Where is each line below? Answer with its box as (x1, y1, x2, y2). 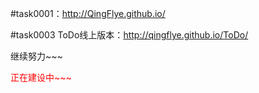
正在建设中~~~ (10, 72, 72, 83)
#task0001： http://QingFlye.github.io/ (10, 8, 166, 19)
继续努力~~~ (10, 50, 63, 62)
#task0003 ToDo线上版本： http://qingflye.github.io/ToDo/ (10, 29, 249, 41)
